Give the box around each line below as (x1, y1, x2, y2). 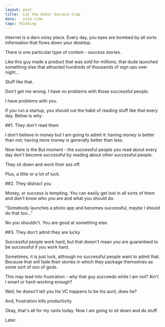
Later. (5, 317, 17, 323)
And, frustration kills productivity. (5, 298, 73, 304)
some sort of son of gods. (5, 264, 58, 270)
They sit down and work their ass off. (5, 161, 81, 168)
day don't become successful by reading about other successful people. (5, 152, 153, 158)
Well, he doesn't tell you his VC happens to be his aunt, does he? (5, 289, 137, 294)
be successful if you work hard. (5, 244, 70, 250)
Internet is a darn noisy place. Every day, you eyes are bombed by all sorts (5, 35, 157, 40)
